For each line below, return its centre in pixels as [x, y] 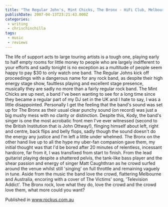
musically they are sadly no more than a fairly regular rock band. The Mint [81, 89]
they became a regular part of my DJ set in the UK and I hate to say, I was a [83, 99]
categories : [17, 19]
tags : [11, 33]
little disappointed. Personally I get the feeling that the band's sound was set [84, 105]
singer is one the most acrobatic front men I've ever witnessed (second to [81, 120]
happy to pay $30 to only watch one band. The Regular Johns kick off [77, 73]
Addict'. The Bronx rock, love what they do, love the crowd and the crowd [81, 184]
